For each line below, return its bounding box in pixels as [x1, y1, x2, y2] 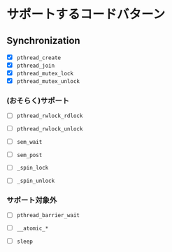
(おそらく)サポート [6, 96, 70, 105]
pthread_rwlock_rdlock [16, 112, 83, 119]
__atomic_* [16, 225, 49, 232]
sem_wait [16, 138, 43, 145]
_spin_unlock [16, 177, 55, 185]
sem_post [16, 151, 43, 158]
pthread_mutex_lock [16, 71, 74, 77]
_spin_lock [16, 165, 49, 172]
